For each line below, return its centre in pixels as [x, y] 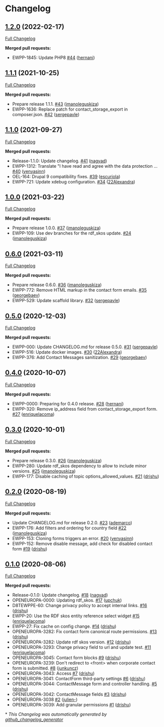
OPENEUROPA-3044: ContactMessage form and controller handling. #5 [85, 684]
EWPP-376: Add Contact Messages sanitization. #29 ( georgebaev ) [80, 358]
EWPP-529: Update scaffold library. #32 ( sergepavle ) [66, 301]
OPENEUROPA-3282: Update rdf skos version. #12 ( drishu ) [71, 642]
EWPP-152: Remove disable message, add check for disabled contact [82, 544]
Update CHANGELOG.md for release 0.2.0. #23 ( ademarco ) [72, 522]
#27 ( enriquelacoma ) [33, 414]
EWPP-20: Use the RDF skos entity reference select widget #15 [76, 616]
